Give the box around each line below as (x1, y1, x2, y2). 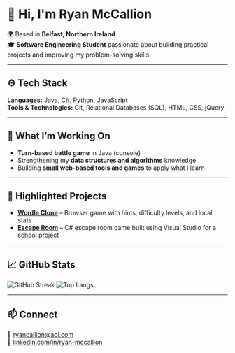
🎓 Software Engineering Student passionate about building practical (7, 40, 209, 48)
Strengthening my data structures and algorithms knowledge (17, 156, 197, 164)
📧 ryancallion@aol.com (7, 331, 74, 338)
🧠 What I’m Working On (7, 130, 111, 142)
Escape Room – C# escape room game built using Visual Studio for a (17, 224, 217, 232)
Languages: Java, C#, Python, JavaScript (7, 96, 128, 104)
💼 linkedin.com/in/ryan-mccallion (7, 338, 103, 346)
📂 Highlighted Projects (7, 190, 107, 202)
